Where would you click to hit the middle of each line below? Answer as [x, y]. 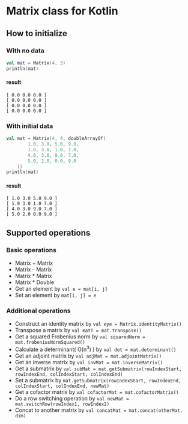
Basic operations [32, 250]
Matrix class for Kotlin [62, 11]
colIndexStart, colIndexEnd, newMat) [62, 386]
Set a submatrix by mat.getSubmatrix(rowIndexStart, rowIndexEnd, [98, 381]
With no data [25, 51]
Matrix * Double [35, 282]
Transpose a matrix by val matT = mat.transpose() [78, 331]
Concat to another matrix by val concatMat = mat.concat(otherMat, [99, 410]
